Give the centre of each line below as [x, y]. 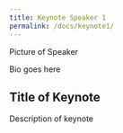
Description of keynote [52, 119]
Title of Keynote [55, 97]
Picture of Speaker [44, 51]
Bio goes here [35, 69]
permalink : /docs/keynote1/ [62, 26]
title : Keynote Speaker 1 [57, 18]
